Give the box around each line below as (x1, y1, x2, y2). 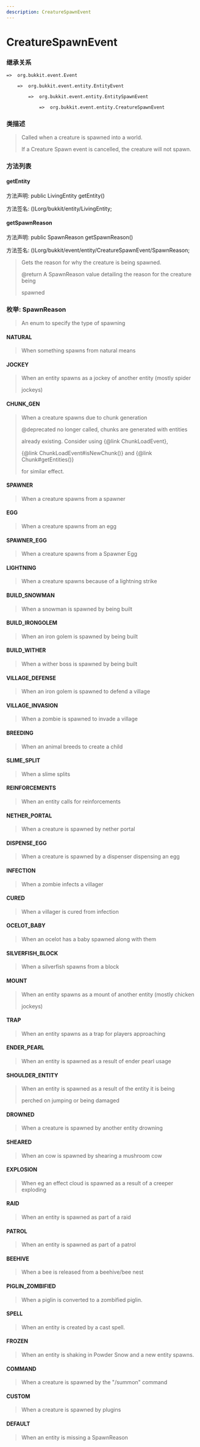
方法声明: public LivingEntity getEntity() (6, 192, 105, 199)
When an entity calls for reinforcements (21, 798, 121, 805)
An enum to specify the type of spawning (21, 320, 126, 327)
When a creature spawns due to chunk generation (21, 414, 148, 421)
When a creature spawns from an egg (21, 523, 117, 530)
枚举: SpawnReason (6, 305, 66, 314)
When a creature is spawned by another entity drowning (21, 1124, 163, 1132)
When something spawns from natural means (21, 347, 136, 354)
